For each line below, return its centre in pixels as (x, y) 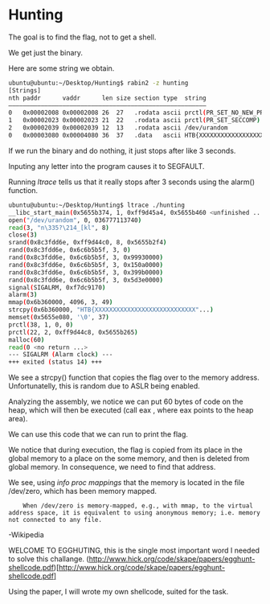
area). (18, 419)
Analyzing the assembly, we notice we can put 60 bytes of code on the (126, 402)
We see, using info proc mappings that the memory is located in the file (127, 483)
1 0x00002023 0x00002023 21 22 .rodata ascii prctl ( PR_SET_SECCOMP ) (135, 121)
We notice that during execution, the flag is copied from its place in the (125, 450)
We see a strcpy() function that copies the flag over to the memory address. (134, 378)
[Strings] (25, 90)
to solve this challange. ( (49, 559)
